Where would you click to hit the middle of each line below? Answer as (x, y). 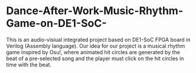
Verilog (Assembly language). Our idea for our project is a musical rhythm (96, 46)
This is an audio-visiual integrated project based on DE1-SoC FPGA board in (98, 39)
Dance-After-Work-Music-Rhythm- (95, 11)
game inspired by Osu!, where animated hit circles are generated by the (93, 52)
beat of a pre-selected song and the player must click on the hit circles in (95, 58)
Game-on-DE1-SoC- (57, 23)
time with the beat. (29, 64)
